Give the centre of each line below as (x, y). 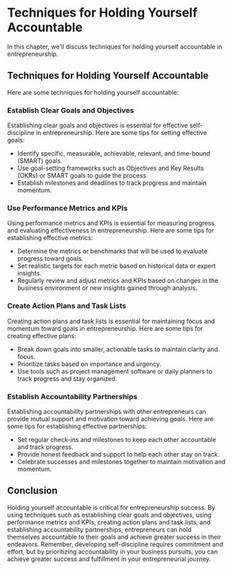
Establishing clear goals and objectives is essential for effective (98, 125)
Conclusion (33, 491)
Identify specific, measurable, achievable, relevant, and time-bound (114, 154)
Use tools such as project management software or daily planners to (115, 371)
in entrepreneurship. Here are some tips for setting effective (122, 133)
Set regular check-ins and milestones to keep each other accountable (117, 439)
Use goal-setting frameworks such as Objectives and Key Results (110, 168)
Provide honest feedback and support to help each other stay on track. (118, 454)
